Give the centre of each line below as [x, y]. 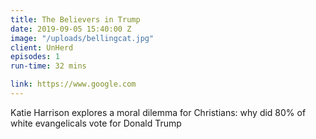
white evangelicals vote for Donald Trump [96, 123]
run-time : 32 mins [48, 66]
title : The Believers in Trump [75, 19]
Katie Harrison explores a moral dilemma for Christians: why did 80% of [158, 112]
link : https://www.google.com [73, 84]
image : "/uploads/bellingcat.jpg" [82, 38]
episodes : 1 [35, 57]
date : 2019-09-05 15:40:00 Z [71, 29]
